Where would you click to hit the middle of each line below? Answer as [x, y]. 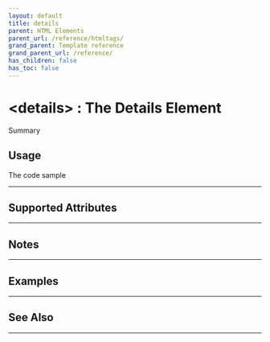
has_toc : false [34, 68]
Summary [25, 130]
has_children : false [43, 61]
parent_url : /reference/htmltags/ [66, 38]
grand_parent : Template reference [66, 46]
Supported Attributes [63, 207]
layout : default [35, 16]
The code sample [37, 175]
